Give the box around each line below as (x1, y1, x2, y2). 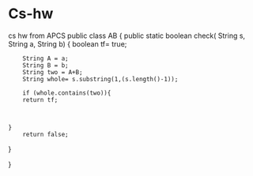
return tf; (22, 95, 59, 103)
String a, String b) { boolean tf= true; (8, 39, 127, 48)
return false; (22, 130, 69, 138)
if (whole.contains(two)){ (22, 88, 111, 97)
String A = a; (22, 54, 69, 62)
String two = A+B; (22, 68, 83, 76)
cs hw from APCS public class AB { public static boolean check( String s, (8, 31, 246, 40)
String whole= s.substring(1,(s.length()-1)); (22, 75, 179, 83)
